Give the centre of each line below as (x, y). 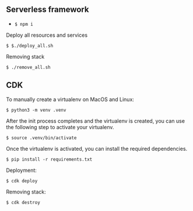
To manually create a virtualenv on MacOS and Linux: (70, 99)
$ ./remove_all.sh (28, 67)
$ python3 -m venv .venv (36, 110)
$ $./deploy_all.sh (30, 46)
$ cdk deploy (22, 181)
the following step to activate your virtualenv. (60, 127)
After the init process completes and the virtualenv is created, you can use (96, 121)
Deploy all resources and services (47, 35)
